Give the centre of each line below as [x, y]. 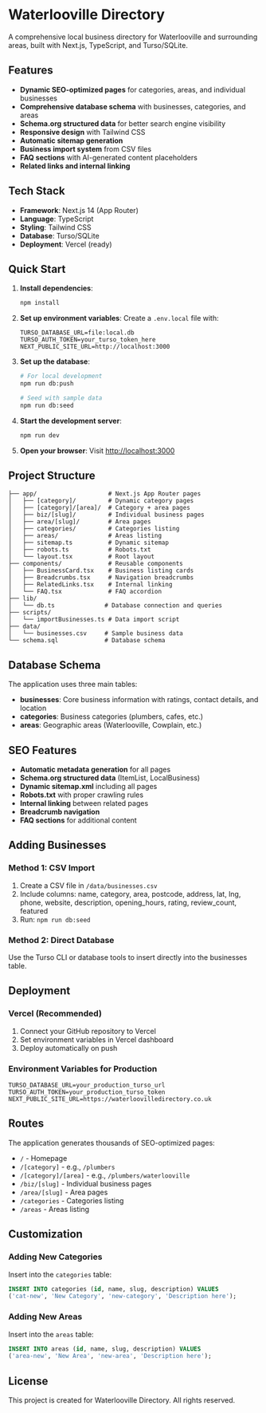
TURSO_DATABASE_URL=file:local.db [77, 333]
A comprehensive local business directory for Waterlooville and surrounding [133, 37]
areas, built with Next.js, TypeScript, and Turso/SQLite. [98, 45]
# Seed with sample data [61, 398]
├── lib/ [23, 599]
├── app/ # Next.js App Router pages [105, 494]
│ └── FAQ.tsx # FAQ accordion [85, 592]
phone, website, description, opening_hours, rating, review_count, [128, 902]
